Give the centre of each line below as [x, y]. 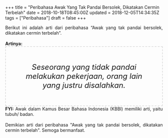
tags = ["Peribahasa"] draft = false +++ [46, 18]
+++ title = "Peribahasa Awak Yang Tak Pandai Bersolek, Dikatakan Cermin [82, 7]
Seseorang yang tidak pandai [84, 67]
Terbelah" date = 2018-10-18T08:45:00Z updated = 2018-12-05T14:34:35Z [82, 13]
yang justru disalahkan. [84, 85]
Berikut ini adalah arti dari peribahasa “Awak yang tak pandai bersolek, [84, 28]
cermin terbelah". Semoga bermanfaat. [45, 130]
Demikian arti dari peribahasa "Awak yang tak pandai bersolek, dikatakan [84, 125]
